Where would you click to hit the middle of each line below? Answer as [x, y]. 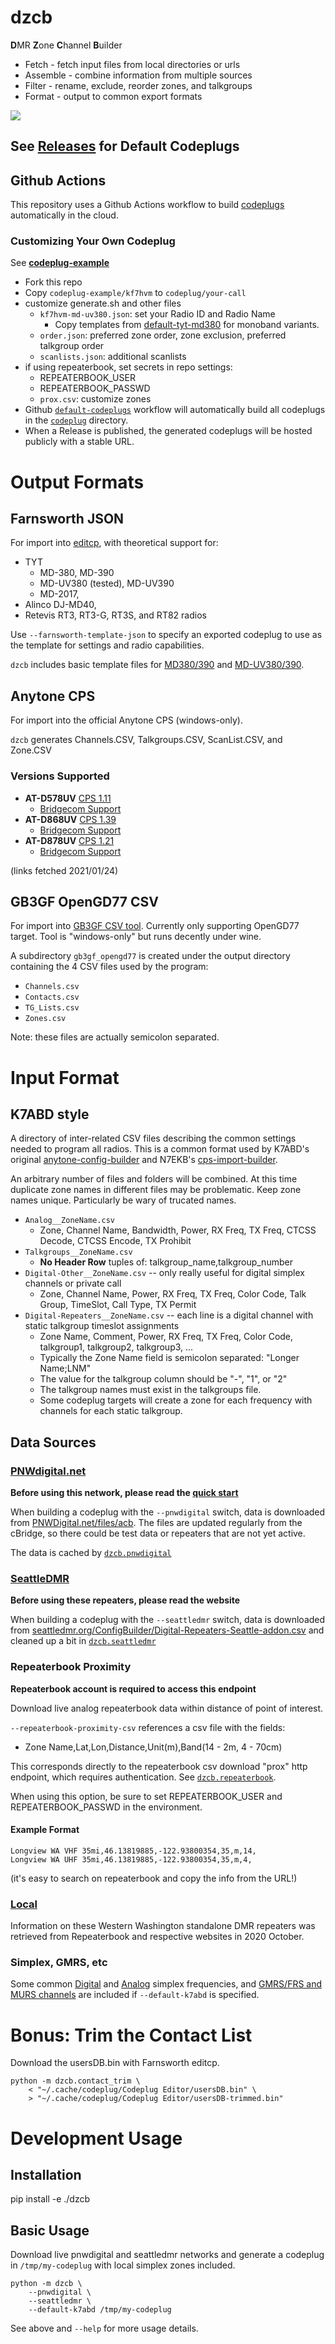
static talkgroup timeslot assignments [102, 1326]
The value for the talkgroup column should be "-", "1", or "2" [163, 1379]
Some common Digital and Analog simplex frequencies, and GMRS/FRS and [166, 1984]
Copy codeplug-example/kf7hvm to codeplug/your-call [135, 293]
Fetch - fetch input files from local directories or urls [132, 64]
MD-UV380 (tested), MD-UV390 [107, 583]
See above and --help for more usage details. [104, 2328]
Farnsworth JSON [67, 519]
